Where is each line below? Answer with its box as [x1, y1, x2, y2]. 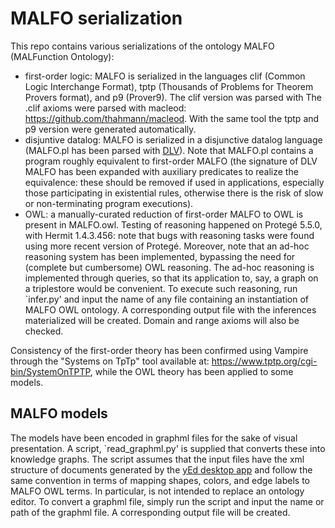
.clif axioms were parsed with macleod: [24, 102, 187, 114]
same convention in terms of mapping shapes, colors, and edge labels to [10, 474, 310, 486]
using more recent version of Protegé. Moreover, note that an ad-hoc [24, 240, 310, 252]
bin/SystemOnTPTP [10, 365, 91, 377]
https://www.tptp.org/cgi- [211, 355, 318, 367]
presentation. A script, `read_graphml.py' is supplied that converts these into [10, 442, 326, 454]
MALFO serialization [10, 7, 183, 30]
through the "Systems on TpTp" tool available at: [10, 355, 210, 367]
